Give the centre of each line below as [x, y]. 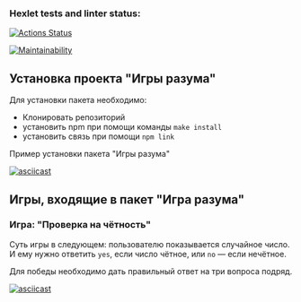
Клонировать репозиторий [74, 117]
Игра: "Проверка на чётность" [80, 225]
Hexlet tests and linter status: [75, 13]
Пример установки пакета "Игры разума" [90, 154]
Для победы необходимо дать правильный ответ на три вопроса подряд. [151, 271]
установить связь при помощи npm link [98, 136]
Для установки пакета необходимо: [78, 100]
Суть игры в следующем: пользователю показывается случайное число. [150, 244]
